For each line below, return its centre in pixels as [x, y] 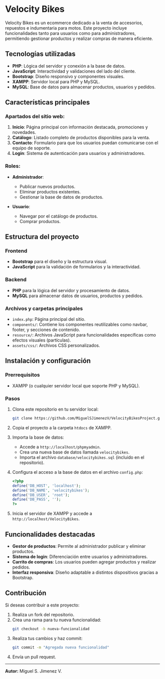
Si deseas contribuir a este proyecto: [42, 605]
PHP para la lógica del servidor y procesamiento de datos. [71, 290]
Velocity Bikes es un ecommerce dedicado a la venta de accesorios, [74, 23]
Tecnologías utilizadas [40, 54]
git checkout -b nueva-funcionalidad [51, 629]
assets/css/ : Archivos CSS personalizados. [56, 345]
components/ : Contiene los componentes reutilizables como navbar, [80, 325]
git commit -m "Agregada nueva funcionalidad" [61, 647]
